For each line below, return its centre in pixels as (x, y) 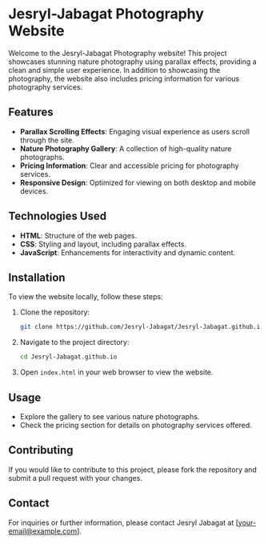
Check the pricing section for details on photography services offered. (136, 425)
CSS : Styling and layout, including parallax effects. (103, 244)
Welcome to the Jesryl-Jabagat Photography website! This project (118, 53)
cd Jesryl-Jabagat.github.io (68, 357)
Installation (37, 277)
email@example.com (43, 531)
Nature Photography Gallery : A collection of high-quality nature (126, 148)
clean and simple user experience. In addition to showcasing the (114, 70)
